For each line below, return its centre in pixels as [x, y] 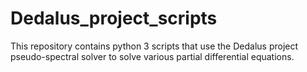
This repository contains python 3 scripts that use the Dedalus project [154, 46]
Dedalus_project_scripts [114, 18]
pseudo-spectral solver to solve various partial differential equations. [152, 56]
